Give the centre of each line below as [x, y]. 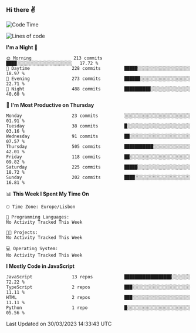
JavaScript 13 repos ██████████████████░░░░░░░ [98, 277]
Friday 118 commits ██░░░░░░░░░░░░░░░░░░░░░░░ [98, 157]
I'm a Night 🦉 [22, 48]
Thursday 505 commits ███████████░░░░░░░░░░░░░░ [98, 147]
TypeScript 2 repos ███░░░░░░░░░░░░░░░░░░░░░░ [98, 287]
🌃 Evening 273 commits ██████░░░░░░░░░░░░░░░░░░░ [98, 79]
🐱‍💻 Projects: [22, 233]
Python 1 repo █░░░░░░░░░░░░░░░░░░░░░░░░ [98, 308]
